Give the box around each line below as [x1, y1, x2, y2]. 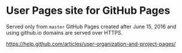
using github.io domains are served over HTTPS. [6, 29, 123, 36]
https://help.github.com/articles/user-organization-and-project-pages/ [6, 40, 176, 47]
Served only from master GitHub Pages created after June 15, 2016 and [6, 23, 177, 30]
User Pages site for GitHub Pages [6, 4, 170, 17]
